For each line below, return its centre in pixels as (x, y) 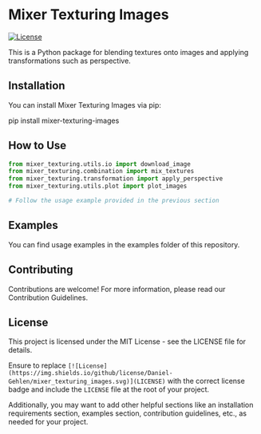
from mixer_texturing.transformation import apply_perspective (116, 179)
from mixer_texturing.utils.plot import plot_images (98, 186)
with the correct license (206, 381)
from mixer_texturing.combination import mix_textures (101, 172)
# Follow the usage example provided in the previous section (114, 201)
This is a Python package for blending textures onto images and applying (129, 52)
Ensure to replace (37, 365)
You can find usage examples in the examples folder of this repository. (124, 244)
